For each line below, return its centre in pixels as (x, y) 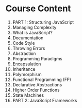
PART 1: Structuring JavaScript (43, 22)
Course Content (38, 9)
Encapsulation (27, 64)
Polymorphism (27, 74)
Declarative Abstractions (37, 84)
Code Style (24, 43)
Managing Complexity (34, 27)
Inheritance (24, 69)
